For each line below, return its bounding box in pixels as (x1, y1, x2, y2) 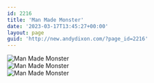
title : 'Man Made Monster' (7, 16, 84, 23)
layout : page (7, 29, 44, 36)
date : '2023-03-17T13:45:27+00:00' (7, 23, 109, 29)
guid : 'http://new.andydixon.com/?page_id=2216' (7, 36, 149, 43)
